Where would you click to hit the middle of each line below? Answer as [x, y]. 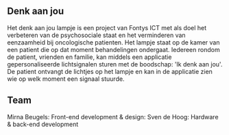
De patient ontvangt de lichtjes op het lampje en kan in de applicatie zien [110, 71]
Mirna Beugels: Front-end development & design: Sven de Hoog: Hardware [113, 116]
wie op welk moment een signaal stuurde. [66, 79]
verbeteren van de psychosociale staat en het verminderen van [97, 35]
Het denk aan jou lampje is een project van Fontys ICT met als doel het [107, 27]
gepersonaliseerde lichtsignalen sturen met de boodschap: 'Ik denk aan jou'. [115, 64]
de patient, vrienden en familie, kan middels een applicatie [89, 57]
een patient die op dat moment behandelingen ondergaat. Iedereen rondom [114, 49]
